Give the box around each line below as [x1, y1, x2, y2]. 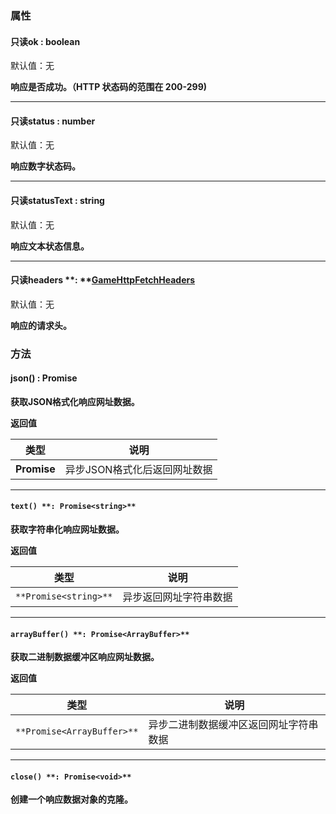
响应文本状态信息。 [10, 240, 90, 252]
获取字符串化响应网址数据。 [10, 523, 125, 536]
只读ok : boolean [10, 35, 81, 47]
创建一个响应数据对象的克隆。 [10, 793, 133, 806]
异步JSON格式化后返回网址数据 [64, 462, 213, 476]
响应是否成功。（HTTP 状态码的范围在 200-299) [10, 81, 208, 93]
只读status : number [10, 115, 96, 127]
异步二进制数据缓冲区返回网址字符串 [148, 718, 319, 732]
